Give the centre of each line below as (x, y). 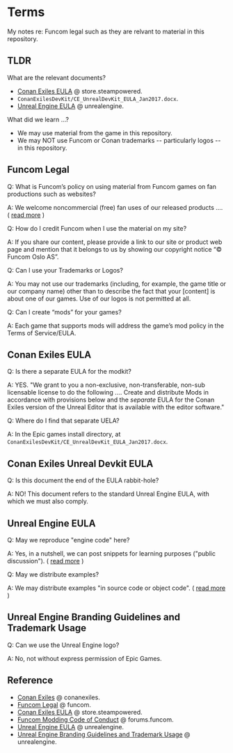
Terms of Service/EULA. (42, 333)
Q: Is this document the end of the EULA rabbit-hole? (83, 480)
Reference (30, 680)
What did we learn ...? (38, 119)
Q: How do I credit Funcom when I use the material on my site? (97, 228)
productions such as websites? (51, 194)
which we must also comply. (48, 501)
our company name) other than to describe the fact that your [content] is (111, 291)
